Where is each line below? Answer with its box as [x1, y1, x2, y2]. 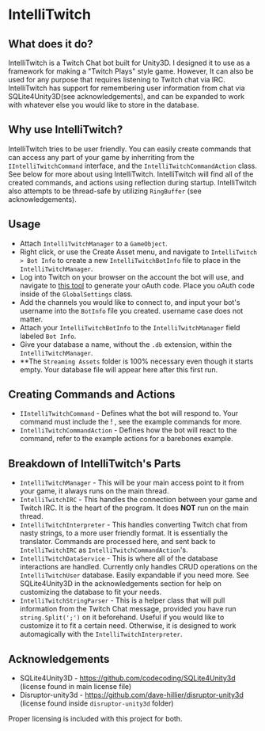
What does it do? [8, 37, 93, 51]
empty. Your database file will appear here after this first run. [19, 364, 218, 374]
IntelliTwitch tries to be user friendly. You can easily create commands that [8, 144, 252, 154]
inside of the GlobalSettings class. [19, 289, 133, 299]
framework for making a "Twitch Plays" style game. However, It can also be [8, 67, 254, 76]
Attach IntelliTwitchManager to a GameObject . [19, 238, 168, 248]
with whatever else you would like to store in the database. [8, 101, 199, 109]
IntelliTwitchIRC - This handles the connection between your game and [19, 495, 258, 504]
